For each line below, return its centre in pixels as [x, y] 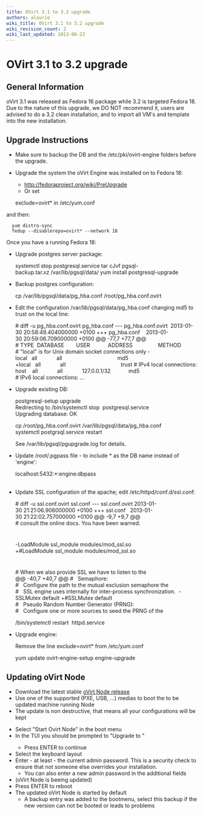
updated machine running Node [55, 704]
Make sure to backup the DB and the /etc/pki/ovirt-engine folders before [105, 154]
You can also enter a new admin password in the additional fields [105, 773]
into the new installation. [37, 121]
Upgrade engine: [36, 635]
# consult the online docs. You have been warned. [78, 523]
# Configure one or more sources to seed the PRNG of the [89, 611]
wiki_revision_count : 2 [36, 29]
